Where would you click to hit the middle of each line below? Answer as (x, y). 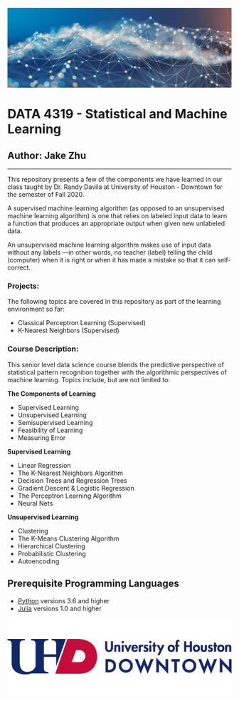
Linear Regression (44, 465)
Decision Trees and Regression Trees (72, 480)
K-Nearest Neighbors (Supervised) (68, 331)
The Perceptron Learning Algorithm (70, 496)
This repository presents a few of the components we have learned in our (115, 180)
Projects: (23, 286)
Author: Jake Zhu (47, 155)
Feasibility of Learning (50, 430)
